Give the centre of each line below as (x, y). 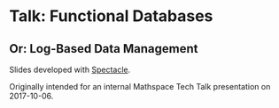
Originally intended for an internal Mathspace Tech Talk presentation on (140, 86)
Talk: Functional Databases (111, 16)
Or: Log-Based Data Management (104, 49)
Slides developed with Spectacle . (70, 69)
